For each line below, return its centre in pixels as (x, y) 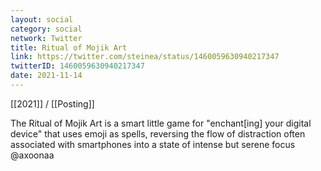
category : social (46, 29)
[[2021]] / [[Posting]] (52, 103)
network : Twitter (46, 38)
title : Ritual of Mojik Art (69, 47)
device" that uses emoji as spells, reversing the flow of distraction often (158, 133)
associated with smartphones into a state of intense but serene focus (153, 144)
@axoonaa (32, 155)
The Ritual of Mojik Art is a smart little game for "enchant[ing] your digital (161, 123)
